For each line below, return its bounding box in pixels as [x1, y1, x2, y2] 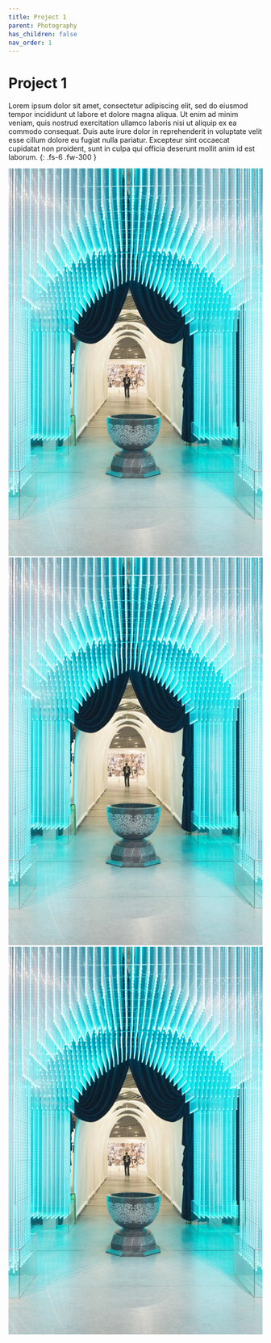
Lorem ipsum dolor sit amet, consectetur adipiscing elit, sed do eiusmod [8, 101, 248, 111]
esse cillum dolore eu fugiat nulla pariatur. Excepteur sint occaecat [8, 136, 230, 145]
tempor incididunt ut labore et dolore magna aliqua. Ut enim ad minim [8, 110, 239, 119]
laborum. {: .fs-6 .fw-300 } [8, 152, 97, 162]
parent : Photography [8, 21, 78, 30]
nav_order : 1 [8, 39, 52, 47]
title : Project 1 [8, 13, 67, 21]
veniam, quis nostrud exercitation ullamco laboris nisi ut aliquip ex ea [8, 118, 237, 128]
